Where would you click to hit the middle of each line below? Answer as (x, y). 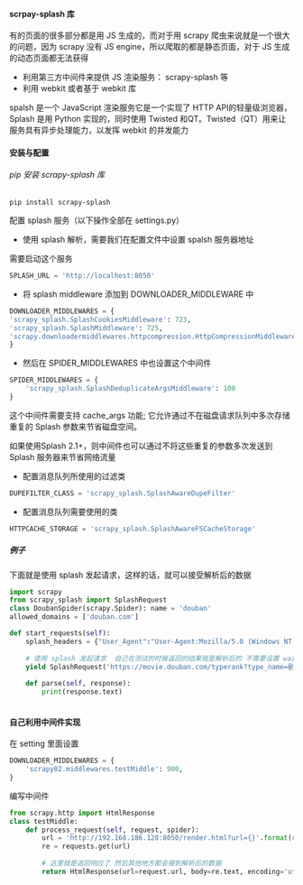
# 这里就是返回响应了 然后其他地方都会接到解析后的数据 (132, 863)
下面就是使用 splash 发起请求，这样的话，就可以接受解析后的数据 (130, 575)
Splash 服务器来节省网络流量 (63, 456)
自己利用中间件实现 (45, 722)
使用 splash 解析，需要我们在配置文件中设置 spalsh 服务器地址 (138, 240)
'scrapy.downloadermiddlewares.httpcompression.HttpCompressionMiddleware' (155, 336)
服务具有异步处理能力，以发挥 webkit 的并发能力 (99, 130)
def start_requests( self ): (60, 633)
